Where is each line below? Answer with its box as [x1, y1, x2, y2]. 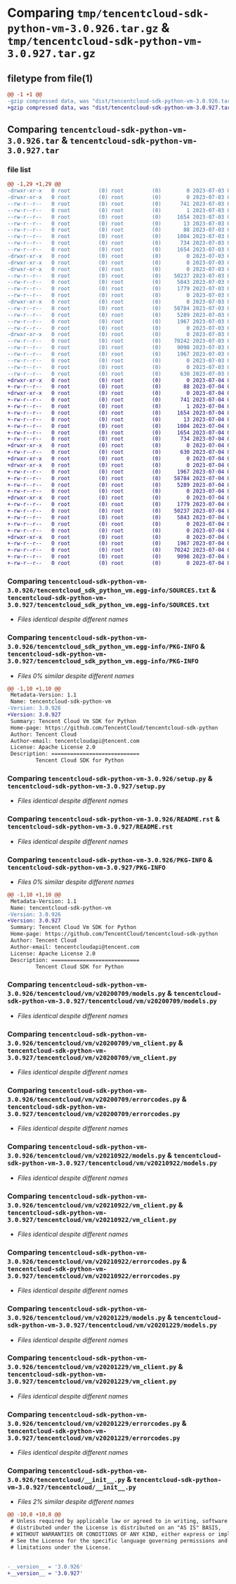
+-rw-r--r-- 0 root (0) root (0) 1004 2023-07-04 [7, 422, 225, 429]
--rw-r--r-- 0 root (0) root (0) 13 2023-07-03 [7, 220, 225, 227]
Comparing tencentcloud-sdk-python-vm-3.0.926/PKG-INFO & [7, 855, 213, 864]
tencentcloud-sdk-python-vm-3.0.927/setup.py [7, 782, 166, 790]
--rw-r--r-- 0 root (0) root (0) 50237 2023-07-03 [7, 272, 225, 279]
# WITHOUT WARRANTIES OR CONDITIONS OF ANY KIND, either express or [10, 1531, 216, 1538]
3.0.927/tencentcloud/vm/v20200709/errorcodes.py [7, 1110, 181, 1118]
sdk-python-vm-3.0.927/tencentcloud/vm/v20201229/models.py [7, 1321, 218, 1330]
